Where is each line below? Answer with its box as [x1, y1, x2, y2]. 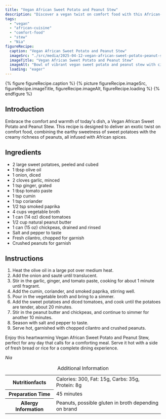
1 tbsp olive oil [12, 166, 41, 173]
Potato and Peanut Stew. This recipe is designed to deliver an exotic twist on [5, 123, 161, 129]
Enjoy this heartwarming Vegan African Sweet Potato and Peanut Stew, [5, 335, 150, 341]
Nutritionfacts [12, 379, 46, 386]
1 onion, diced [12, 172, 41, 178]
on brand [56, 405, 78, 412]
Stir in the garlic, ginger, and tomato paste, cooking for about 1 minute [12, 278, 155, 284]
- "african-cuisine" [9, 26, 52, 31]
